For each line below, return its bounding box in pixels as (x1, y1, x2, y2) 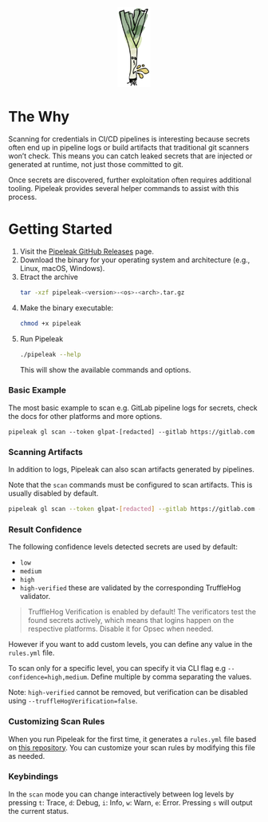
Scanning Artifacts (8, 446, 84, 457)
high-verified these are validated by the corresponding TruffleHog (19, 583, 242, 593)
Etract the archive (19, 272, 78, 281)
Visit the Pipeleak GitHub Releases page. (19, 246, 154, 256)
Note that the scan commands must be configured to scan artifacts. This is (8, 480, 253, 490)
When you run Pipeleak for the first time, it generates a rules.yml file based (8, 734, 257, 744)
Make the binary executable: (19, 303, 114, 313)
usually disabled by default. (8, 489, 99, 498)
